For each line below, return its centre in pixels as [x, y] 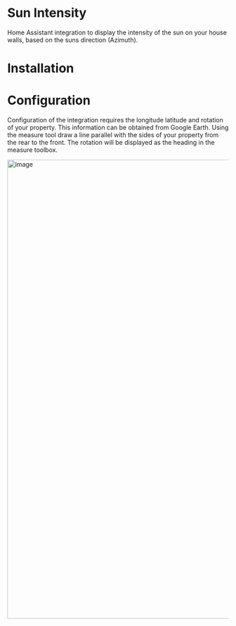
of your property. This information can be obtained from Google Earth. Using [118, 127]
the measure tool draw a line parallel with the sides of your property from [113, 135]
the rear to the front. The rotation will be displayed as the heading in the [111, 143]
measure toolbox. [33, 150]
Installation [41, 69]
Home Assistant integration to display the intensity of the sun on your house [117, 32]
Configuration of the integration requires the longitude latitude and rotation [115, 120]
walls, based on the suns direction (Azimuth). [73, 39]
